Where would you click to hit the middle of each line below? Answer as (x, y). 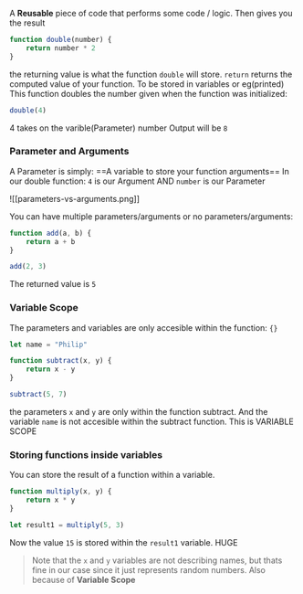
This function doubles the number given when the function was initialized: (148, 93)
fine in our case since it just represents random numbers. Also (149, 569)
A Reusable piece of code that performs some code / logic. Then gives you (151, 13)
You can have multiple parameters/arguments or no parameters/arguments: (151, 216)
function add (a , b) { (51, 233)
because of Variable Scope (84, 579)
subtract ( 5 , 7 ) (38, 395)
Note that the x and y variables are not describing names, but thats (157, 560)
